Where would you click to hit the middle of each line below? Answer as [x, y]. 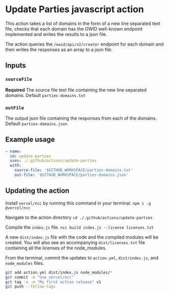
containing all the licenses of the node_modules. [56, 248]
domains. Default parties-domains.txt [45, 95]
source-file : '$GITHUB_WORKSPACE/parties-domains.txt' [74, 170]
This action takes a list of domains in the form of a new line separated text [83, 23]
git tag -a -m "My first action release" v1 [53, 282]
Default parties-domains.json [36, 124]
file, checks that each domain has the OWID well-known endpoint [74, 28]
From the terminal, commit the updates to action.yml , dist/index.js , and [82, 257]
